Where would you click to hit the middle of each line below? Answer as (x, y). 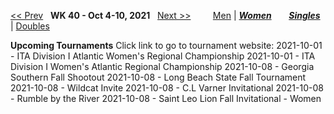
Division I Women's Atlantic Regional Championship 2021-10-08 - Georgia (162, 66)
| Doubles (30, 26)
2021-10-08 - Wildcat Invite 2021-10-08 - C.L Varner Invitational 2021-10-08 (167, 88)
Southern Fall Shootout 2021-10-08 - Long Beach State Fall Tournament (158, 77)
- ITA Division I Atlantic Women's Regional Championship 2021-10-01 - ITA (163, 56)
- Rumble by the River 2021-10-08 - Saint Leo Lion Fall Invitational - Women (166, 98)
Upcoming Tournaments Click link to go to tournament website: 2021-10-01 (166, 45)
